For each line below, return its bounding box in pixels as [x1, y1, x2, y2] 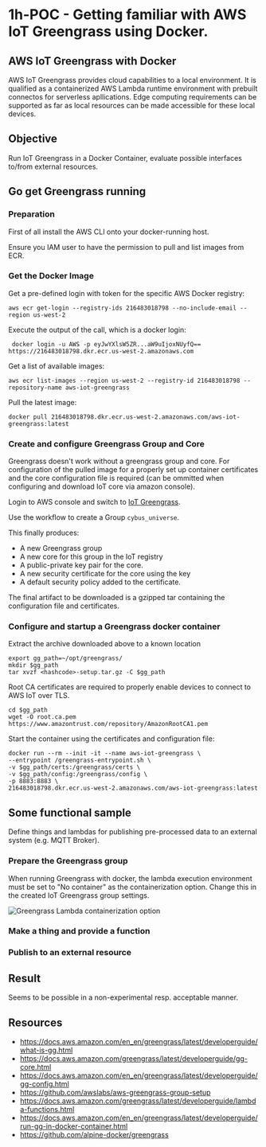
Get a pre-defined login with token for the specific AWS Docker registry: [8, 288, 245, 298]
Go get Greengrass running [8, 185, 146, 198]
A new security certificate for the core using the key [19, 569, 191, 579]
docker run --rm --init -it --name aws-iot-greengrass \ [8, 750, 201, 758]
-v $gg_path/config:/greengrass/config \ [8, 771, 148, 778]
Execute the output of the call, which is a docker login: [8, 325, 187, 334]
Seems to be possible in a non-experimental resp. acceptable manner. [8, 993, 239, 1002]
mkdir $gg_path [8, 661, 59, 669]
